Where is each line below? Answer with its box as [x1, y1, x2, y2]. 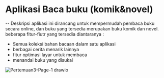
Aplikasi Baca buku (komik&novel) [5, 4, 153, 15]
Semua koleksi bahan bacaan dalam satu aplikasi [12, 41, 116, 47]
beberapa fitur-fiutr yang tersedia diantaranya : [5, 31, 104, 37]
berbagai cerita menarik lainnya [12, 46, 79, 52]
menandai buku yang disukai [12, 57, 73, 63]
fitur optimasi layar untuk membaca [12, 52, 88, 58]
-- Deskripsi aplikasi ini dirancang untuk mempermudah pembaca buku [5, 20, 155, 26]
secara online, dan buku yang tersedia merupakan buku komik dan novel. [5, 25, 159, 31]
